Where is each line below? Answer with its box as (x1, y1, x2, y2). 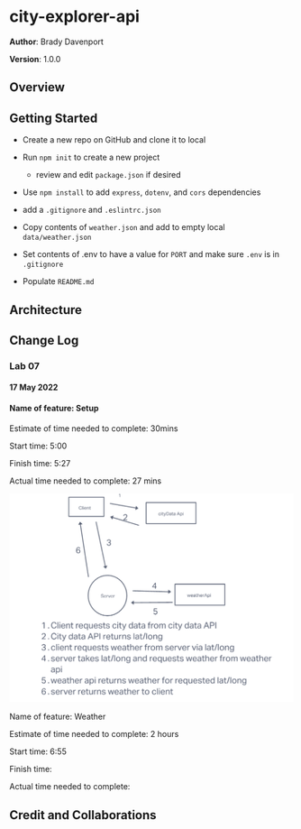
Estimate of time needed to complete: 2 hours (9, 729, 179, 740)
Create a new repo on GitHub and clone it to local (22, 134, 206, 145)
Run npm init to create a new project (22, 152, 160, 163)
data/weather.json (22, 233, 92, 243)
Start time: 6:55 (9, 746, 68, 757)
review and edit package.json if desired (35, 170, 182, 180)
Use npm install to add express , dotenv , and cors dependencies (22, 187, 261, 198)
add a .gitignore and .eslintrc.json (22, 205, 161, 216)
